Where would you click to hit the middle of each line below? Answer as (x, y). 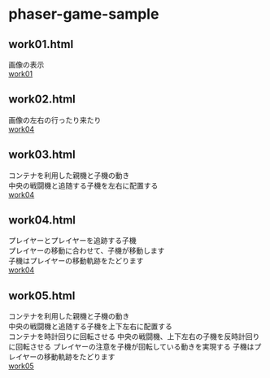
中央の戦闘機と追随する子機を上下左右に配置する (90, 327)
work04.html (42, 220)
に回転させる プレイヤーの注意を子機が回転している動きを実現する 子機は (131, 347)
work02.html (42, 100)
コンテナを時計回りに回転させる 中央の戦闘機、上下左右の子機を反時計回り (134, 337)
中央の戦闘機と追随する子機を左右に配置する (83, 185)
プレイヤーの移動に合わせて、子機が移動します (87, 251)
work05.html (42, 295)
